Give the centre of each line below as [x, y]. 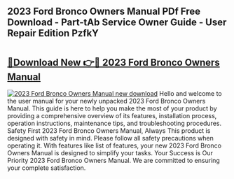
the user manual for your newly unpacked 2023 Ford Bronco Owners [106, 101]
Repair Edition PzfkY [53, 33]
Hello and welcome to [191, 93]
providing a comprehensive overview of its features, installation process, [112, 116]
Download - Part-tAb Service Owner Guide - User [117, 23]
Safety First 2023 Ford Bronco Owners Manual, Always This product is [109, 131]
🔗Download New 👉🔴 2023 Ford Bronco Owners [114, 62]
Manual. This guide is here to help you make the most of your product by [112, 108]
